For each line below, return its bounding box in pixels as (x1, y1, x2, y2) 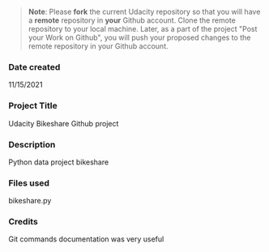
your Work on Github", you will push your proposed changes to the (28, 32, 251, 42)
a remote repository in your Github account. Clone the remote (28, 15, 237, 25)
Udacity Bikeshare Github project (8, 118, 119, 128)
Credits (8, 216, 38, 228)
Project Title (8, 100, 58, 112)
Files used (8, 177, 50, 189)
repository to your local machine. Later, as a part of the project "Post (28, 24, 258, 33)
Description (8, 139, 56, 150)
